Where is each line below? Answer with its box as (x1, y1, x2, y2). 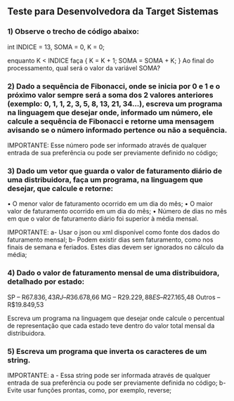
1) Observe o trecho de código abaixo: (7, 27, 139, 37)
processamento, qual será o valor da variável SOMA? (7, 63, 160, 72)
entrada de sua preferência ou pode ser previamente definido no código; (7, 148, 218, 157)
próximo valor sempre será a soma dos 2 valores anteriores (7, 90, 214, 100)
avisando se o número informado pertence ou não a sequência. (7, 125, 228, 135)
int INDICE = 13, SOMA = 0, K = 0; (7, 42, 105, 51)
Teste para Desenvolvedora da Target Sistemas (7, 6, 219, 18)
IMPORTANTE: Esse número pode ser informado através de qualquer (7, 140, 207, 150)
